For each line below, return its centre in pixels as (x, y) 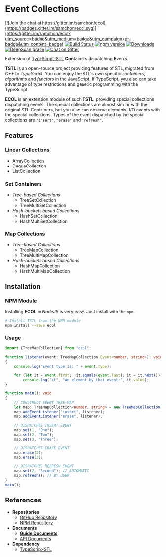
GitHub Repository (39, 517)
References (23, 500)
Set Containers (23, 184)
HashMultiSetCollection (43, 221)
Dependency (26, 544)
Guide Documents (39, 533)
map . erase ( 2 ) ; (28, 453)
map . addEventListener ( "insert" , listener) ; (60, 412)
